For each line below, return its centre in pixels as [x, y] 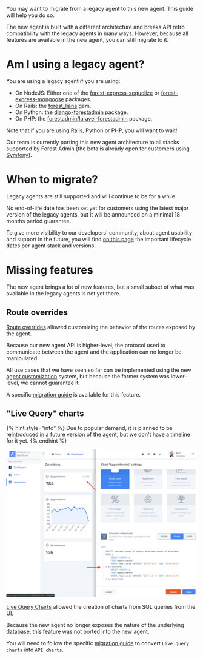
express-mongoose [40, 99]
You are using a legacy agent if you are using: [63, 81]
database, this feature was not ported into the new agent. [78, 632]
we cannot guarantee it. [50, 383]
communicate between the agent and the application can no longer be [94, 352]
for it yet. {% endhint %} [37, 441]
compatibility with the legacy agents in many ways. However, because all [98, 33]
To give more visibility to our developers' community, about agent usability [99, 232]
